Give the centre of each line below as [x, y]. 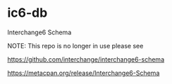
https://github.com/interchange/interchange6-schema [86, 59]
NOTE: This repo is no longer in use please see [75, 45]
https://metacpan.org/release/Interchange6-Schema [84, 73]
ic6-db [27, 13]
